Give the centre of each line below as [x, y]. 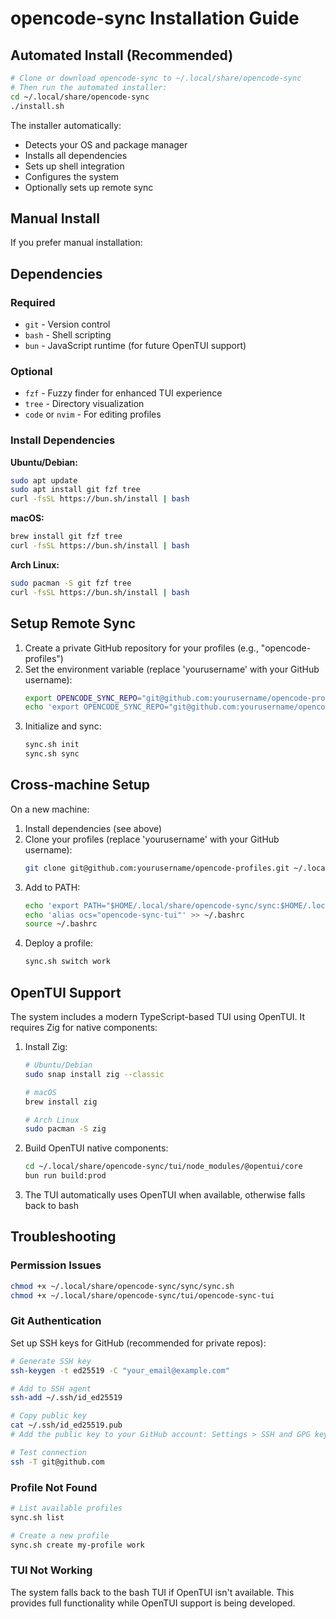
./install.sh [37, 106]
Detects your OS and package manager [106, 144]
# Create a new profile [60, 1535]
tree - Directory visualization [84, 404]
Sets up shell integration [74, 166]
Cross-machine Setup [80, 785]
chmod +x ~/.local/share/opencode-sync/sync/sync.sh [122, 1286]
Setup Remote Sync [73, 623]
